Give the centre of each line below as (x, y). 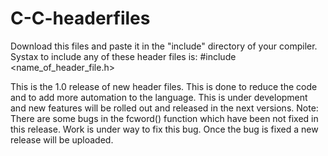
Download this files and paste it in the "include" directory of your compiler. (164, 46)
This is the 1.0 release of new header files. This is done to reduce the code (164, 86)
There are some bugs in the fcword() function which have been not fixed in (164, 118)
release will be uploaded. (62, 139)
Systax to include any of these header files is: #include (123, 56)
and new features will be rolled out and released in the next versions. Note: (164, 108)
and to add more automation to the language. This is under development (159, 97)
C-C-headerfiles (80, 18)
